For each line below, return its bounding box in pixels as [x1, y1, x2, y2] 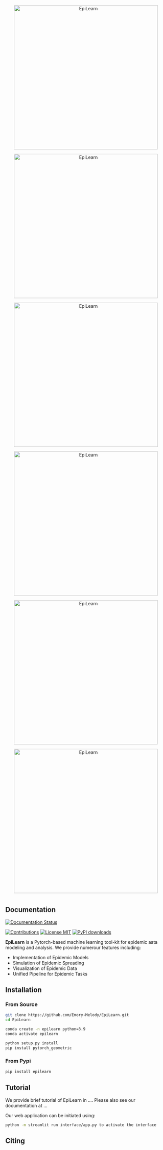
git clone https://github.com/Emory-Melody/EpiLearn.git [5, 1013, 129, 1018]
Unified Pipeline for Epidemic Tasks [12, 970, 88, 977]
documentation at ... [5, 1102, 48, 1108]
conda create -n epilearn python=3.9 [5, 1026, 86, 1032]
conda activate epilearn [5, 1031, 58, 1036]
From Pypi [5, 1057, 31, 1064]
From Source [5, 1001, 38, 1008]
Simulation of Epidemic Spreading [12, 960, 84, 966]
